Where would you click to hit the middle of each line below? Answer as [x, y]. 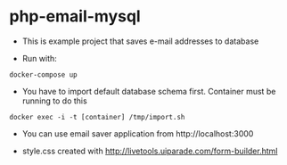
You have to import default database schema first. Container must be [149, 91]
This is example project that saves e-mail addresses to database [140, 41]
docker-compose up [43, 74]
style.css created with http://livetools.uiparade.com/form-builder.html [150, 151]
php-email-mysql [75, 16]
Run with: [40, 58]
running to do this [54, 101]
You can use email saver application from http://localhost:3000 [138, 133]
